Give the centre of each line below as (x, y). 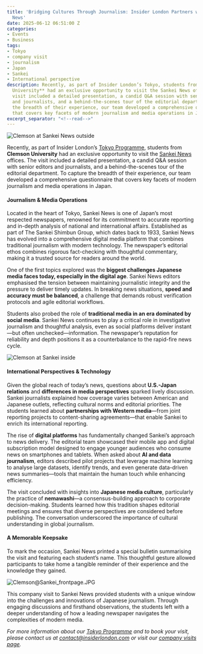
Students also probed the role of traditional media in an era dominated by (99, 314)
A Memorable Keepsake (37, 538)
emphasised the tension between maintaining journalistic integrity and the (98, 283)
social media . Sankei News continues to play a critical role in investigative (98, 320)
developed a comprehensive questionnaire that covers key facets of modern (101, 180)
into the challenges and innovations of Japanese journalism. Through (92, 600)
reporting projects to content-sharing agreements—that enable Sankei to (97, 417)
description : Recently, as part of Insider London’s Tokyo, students (96, 85)
